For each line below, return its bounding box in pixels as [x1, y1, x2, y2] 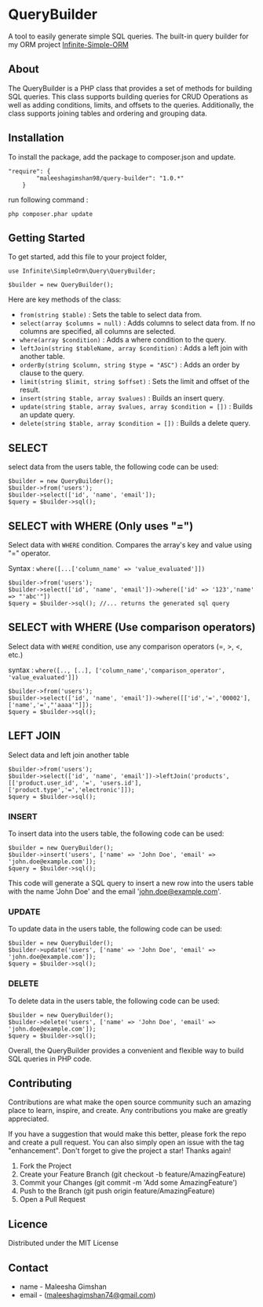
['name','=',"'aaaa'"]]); [8, 701, 93, 708]
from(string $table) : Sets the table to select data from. [19, 310, 203, 320]
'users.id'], [99, 779, 143, 787]
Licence [8, 1217, 49, 1231]
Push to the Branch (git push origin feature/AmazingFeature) [19, 1186, 215, 1195]
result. [19, 385, 41, 394]
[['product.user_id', [8, 779, 79, 787]
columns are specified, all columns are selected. [19, 327, 177, 336]
